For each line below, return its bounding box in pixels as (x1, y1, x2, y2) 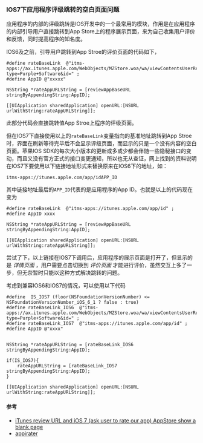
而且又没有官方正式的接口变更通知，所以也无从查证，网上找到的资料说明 (16, 155, 197, 162)
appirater (14, 430, 38, 437)
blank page (14, 423, 43, 430)
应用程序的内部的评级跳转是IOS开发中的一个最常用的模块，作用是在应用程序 (6, 20, 195, 28)
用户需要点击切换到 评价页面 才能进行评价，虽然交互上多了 (40, 261, 187, 269)
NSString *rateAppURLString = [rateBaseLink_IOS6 (6, 342, 134, 348)
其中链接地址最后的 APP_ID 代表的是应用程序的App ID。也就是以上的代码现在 (6, 186, 193, 193)
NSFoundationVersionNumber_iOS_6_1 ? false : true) (6, 300, 139, 306)
